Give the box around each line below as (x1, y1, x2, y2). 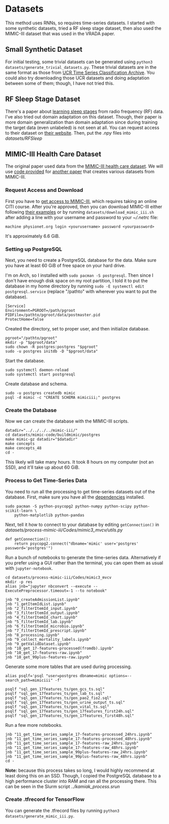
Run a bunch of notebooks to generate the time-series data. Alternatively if (5, 554, 161, 560)
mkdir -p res (5, 579, 33, 585)
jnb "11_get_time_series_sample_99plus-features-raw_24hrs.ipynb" (5, 750, 148, 755)
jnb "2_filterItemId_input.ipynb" (5, 606, 78, 611)
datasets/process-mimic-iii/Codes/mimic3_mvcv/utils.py (5, 527, 123, 533)
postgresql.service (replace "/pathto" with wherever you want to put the (5, 288, 157, 294)
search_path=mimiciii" (5, 678, 53, 683)
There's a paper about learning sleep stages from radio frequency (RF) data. (5, 108, 164, 114)
